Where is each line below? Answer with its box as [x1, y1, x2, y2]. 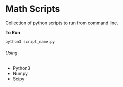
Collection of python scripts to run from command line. [5, 20, 119, 26]
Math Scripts [5, 3, 60, 15]
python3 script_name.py [5, 39, 55, 44]
